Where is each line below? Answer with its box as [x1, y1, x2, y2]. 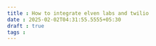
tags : [7, 28, 26, 36]
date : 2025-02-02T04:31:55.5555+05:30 [7, 16, 122, 23]
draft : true [7, 22, 45, 29]
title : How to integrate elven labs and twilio [7, 9, 149, 17]
